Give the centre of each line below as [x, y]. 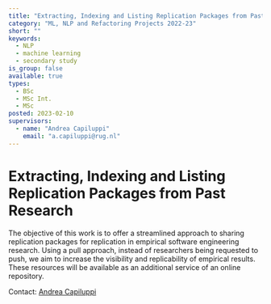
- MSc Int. [34, 99]
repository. [26, 276]
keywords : [25, 38]
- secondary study [47, 61]
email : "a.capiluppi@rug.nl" [72, 136]
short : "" [25, 31]
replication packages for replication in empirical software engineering [124, 241]
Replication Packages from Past [117, 193]
